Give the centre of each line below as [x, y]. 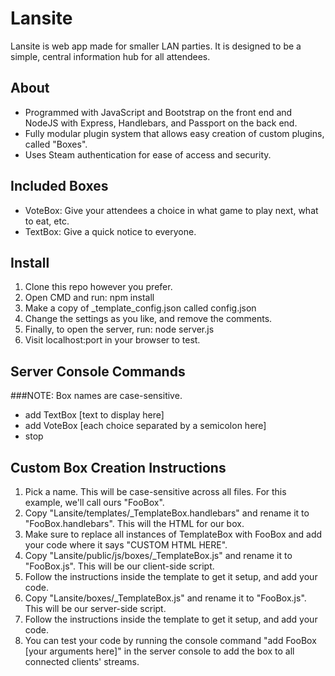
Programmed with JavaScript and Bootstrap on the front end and [158, 112]
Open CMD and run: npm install [89, 298]
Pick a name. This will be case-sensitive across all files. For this [155, 491]
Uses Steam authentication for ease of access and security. [148, 154]
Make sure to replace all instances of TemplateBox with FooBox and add [173, 534]
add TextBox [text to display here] [94, 415]
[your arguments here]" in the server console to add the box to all [159, 651]
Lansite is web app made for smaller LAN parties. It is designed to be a [156, 46]
